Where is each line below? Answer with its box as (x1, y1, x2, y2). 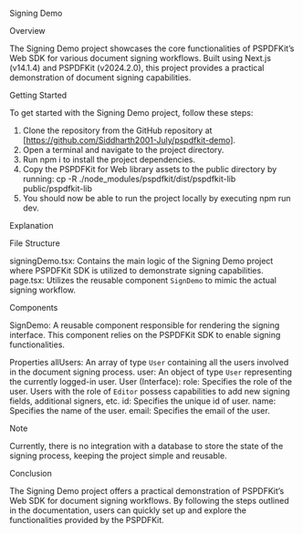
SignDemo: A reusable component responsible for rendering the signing (9, 320, 280, 331)
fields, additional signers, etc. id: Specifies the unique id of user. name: (9, 395, 277, 406)
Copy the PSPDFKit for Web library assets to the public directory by (22, 164, 277, 174)
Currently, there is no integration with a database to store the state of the (9, 441, 284, 451)
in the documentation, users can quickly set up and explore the (9, 505, 246, 516)
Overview (9, 26, 46, 36)
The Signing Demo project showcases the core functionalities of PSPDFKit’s (9, 43, 295, 54)
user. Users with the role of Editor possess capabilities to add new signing (9, 386, 290, 396)
